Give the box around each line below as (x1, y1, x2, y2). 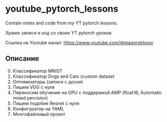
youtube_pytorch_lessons (5, 3, 118, 15)
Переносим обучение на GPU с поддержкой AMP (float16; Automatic (12, 89, 162, 96)
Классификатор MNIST (12, 68, 63, 74)
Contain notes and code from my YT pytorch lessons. (5, 20, 118, 26)
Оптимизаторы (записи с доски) (12, 78, 83, 84)
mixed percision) (12, 95, 49, 101)
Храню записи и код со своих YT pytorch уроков (5, 29, 112, 36)
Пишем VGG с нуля (12, 84, 55, 90)
